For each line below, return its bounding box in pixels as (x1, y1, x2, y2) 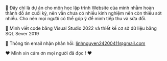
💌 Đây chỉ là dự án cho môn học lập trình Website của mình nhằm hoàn (5, 5, 154, 11)
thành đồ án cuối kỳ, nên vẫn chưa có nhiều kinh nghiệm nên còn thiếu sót (5, 10, 162, 16)
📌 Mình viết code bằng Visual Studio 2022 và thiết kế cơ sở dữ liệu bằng (5, 25, 157, 31)
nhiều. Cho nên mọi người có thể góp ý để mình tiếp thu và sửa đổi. (5, 16, 147, 21)
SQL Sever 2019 (5, 31, 39, 36)
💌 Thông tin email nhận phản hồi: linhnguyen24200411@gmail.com (5, 40, 146, 46)
